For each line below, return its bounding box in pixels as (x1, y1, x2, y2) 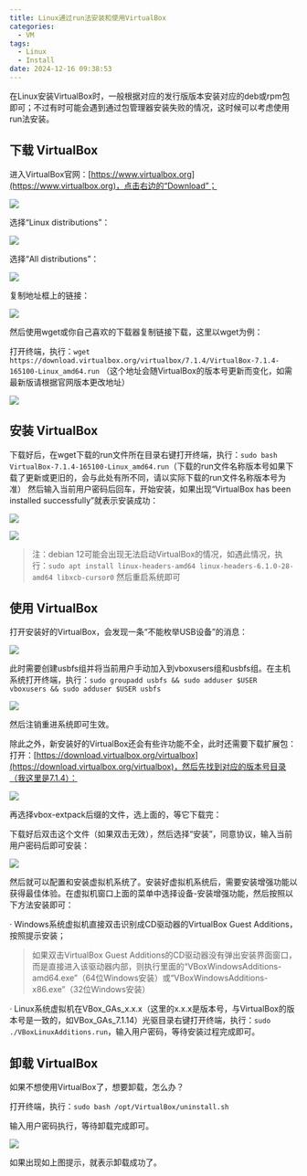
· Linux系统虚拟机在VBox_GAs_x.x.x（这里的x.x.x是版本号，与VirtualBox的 (9, 1003, 287, 1014)
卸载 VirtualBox (9, 1055, 99, 1071)
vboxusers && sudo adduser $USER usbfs (9, 684, 162, 694)
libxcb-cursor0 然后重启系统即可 (56, 571, 181, 582)
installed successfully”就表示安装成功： (9, 494, 158, 505)
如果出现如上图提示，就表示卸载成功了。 (9, 1157, 162, 1168)
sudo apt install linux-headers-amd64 (48, 561, 196, 571)
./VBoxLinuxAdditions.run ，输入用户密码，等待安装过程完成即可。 (9, 1026, 260, 1037)
